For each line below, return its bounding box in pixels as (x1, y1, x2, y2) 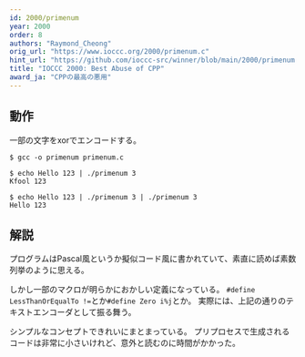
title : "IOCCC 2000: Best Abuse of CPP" (9, 65, 166, 74)
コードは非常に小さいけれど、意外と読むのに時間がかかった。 (9, 338, 241, 349)
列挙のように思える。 (9, 265, 89, 276)
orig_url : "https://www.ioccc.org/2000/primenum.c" (9, 47, 209, 56)
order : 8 (9, 30, 43, 39)
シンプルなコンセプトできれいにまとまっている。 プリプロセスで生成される (9, 326, 290, 337)
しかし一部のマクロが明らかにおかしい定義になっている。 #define (9, 284, 256, 295)
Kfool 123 (9, 177, 47, 186)
